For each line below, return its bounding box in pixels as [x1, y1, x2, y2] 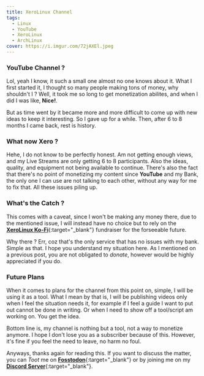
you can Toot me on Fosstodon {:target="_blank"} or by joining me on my [6, 356, 191, 364]
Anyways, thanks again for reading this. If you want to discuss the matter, [6, 350, 192, 357]
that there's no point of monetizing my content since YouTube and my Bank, [6, 171, 199, 178]
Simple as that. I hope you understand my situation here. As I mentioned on [6, 244, 196, 251]
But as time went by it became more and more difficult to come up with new [6, 109, 198, 117]
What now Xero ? [6, 137, 58, 146]
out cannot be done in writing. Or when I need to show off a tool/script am [6, 306, 194, 313]
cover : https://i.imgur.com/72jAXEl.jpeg [6, 44, 114, 50]
